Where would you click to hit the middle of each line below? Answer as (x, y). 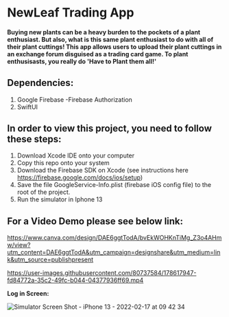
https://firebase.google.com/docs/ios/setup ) (80, 177)
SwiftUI (27, 107)
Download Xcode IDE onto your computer (76, 155)
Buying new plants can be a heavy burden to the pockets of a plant (104, 32)
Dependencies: (40, 83)
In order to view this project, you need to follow (110, 128)
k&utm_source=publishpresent (50, 260)
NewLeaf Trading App (71, 13)
